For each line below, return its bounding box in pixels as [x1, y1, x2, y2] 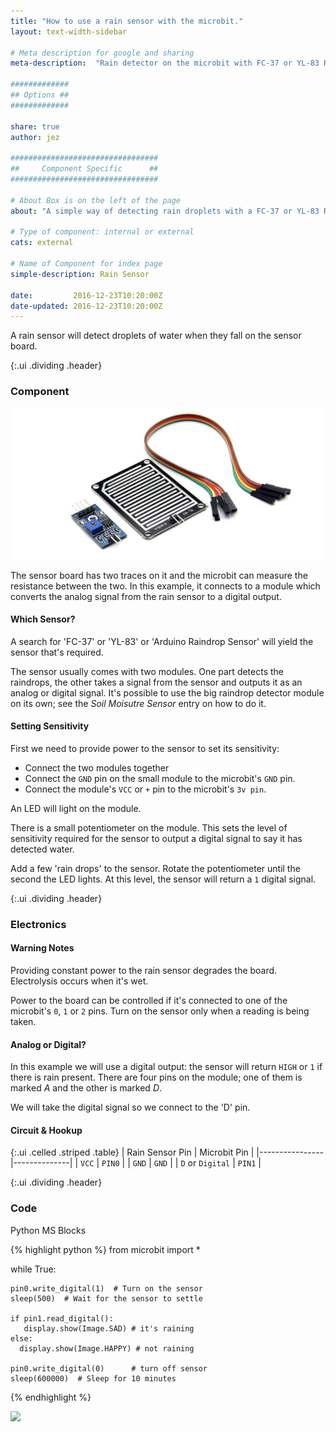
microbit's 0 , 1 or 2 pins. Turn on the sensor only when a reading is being [10, 1005, 310, 1017]
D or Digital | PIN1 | [180, 1157, 262, 1169]
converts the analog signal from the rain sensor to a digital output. [10, 590, 282, 602]
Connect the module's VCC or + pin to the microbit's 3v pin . [24, 783, 267, 795]
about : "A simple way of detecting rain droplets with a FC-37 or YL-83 [10, 206, 320, 216]
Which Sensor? [10, 613, 76, 625]
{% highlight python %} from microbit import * [10, 1243, 201, 1255]
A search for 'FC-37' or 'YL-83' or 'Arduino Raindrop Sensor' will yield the [10, 635, 314, 647]
